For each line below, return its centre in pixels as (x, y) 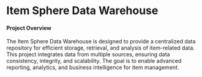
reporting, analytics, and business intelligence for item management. (93, 67)
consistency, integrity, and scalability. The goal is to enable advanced (94, 61)
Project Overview (29, 28)
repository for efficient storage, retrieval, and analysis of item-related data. (100, 48)
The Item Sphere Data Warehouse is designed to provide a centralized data (101, 42)
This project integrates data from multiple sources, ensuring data (88, 54)
